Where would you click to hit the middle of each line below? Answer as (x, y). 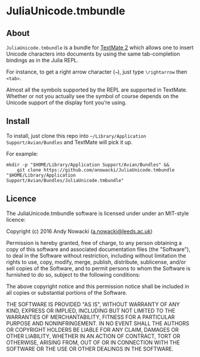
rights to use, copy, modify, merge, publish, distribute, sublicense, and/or (96, 262)
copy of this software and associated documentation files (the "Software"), (99, 249)
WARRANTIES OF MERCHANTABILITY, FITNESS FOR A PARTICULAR (90, 317)
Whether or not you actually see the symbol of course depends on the (93, 96)
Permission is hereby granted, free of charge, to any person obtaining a (94, 243)
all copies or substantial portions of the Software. (67, 292)
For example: (22, 153)
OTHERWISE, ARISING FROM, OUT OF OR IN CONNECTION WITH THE (93, 342)
